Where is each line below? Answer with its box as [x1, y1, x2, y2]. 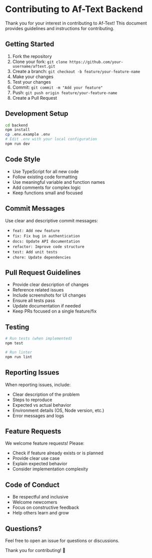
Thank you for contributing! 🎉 [5, 547, 66, 553]
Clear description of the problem [12, 391, 80, 397]
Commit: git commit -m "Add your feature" [12, 84, 103, 90]
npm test [5, 341, 23, 346]
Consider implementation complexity [12, 466, 88, 472]
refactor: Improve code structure [12, 244, 84, 249]
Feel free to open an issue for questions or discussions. [5, 537, 119, 543]
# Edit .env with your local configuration [5, 137, 97, 142]
